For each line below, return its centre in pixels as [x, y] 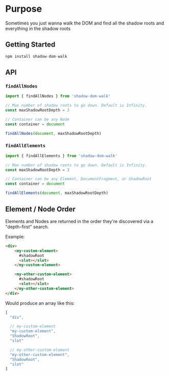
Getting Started [30, 45]
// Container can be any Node [38, 119]
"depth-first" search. [27, 227]
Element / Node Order [40, 209]
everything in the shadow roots [38, 28]
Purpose [24, 9]
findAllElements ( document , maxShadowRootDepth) [57, 193]
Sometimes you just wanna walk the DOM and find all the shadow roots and [85, 23]
